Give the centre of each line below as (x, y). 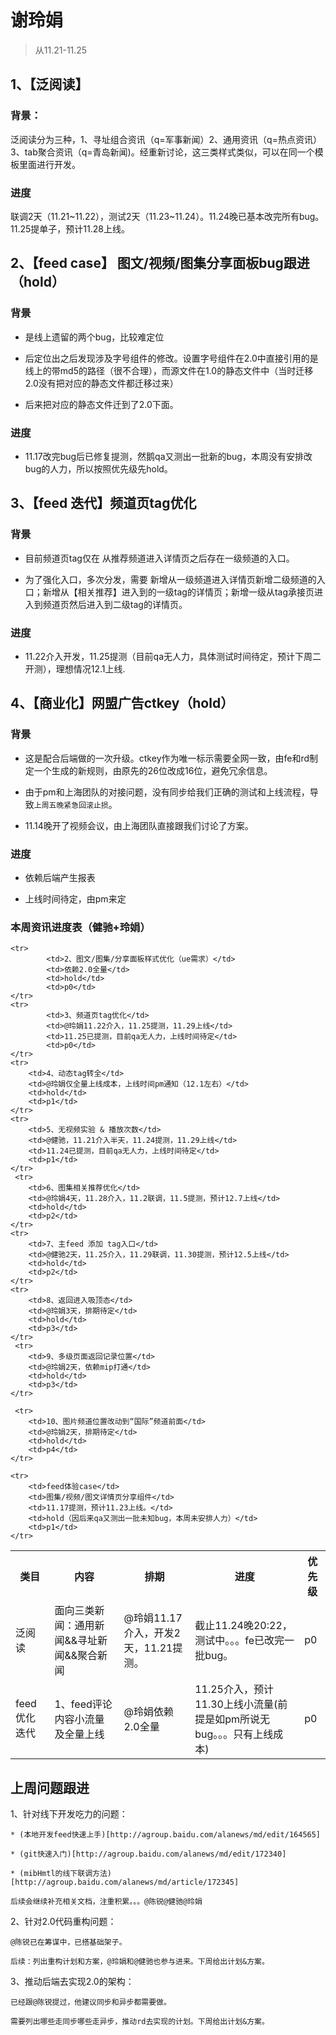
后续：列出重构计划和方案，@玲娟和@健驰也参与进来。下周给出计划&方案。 (140, 1961)
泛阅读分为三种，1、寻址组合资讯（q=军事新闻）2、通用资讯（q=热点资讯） (166, 139)
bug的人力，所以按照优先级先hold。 (98, 468)
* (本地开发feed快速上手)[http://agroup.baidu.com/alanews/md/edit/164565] (166, 1834)
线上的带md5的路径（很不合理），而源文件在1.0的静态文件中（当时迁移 (169, 370)
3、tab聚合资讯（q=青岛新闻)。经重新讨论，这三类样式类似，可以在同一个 (162, 152)
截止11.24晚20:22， (243, 1626)
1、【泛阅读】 (49, 84)
